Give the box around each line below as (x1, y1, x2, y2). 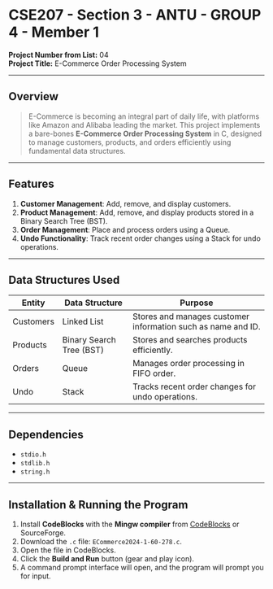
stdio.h (19, 451, 46, 459)
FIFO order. (132, 368, 176, 379)
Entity (21, 297, 45, 308)
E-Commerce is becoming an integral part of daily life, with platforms (28, 111, 260, 121)
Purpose (180, 297, 214, 308)
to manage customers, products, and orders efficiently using (28, 137, 232, 147)
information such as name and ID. (132, 321, 261, 333)
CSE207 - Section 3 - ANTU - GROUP (8, 6, 262, 24)
